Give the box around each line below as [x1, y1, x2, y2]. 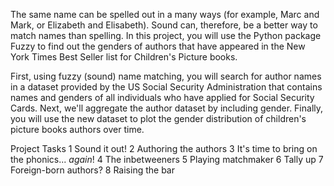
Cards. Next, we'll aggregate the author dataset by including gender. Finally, [10, 102, 324, 114]
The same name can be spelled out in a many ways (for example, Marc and [10, 9, 320, 20]
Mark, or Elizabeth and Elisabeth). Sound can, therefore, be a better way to [10, 19, 318, 31]
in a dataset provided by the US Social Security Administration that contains [10, 81, 323, 93]
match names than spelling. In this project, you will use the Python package [10, 30, 322, 41]
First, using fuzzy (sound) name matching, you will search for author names [10, 70, 322, 82]
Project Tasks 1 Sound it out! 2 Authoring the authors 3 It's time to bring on [10, 143, 318, 154]
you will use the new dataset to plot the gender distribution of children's [10, 113, 307, 124]
